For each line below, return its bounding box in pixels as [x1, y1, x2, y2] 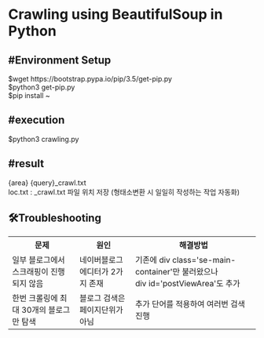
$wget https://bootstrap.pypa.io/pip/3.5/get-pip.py [8, 75, 173, 83]
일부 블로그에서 [12, 255, 65, 266]
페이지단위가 [79, 304, 123, 315]
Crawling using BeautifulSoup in [8, 5, 223, 24]
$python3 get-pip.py [8, 82, 75, 92]
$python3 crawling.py [8, 134, 79, 144]
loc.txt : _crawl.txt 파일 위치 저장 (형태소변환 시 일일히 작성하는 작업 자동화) [8, 187, 240, 197]
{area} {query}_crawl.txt [8, 178, 86, 187]
